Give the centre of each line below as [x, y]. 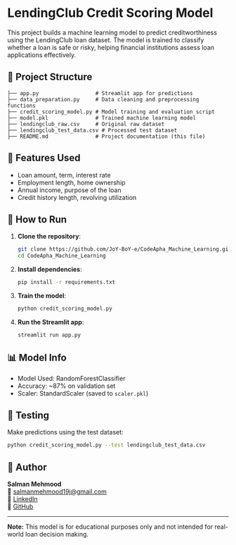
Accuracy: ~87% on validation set [66, 386]
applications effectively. [41, 55]
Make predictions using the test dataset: [66, 432]
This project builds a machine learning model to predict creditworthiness [112, 32]
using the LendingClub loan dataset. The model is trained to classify [106, 39]
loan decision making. [57, 534]
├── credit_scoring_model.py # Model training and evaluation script [111, 112]
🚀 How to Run [37, 219]
